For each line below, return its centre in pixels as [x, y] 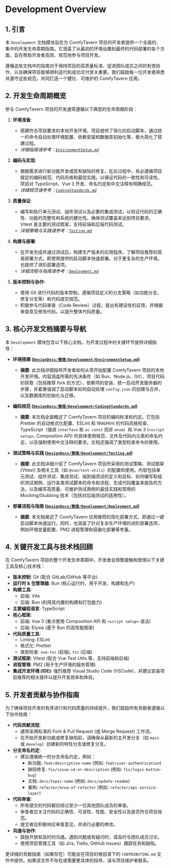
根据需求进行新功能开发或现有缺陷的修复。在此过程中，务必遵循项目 [91, 171]
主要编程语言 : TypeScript [38, 609]
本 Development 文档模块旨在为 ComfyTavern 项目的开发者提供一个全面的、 [83, 42]
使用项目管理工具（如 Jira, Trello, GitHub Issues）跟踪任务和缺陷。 [90, 843]
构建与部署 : [24, 241]
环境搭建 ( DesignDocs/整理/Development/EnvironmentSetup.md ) [76, 359]
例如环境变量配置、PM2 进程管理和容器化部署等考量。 [76, 529]
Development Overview [56, 9]
